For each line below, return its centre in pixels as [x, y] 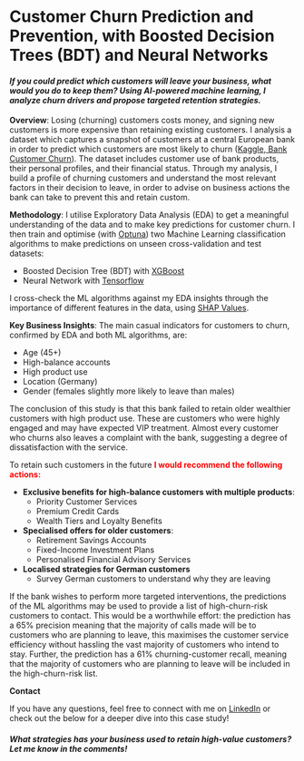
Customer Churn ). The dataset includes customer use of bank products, [144, 159]
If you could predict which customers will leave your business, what [141, 81]
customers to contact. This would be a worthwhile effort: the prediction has [150, 616]
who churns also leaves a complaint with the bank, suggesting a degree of [148, 438]
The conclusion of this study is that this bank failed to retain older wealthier [150, 409]
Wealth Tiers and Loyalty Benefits [99, 521]
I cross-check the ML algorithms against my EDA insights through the [139, 298]
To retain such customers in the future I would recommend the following [146, 465]
